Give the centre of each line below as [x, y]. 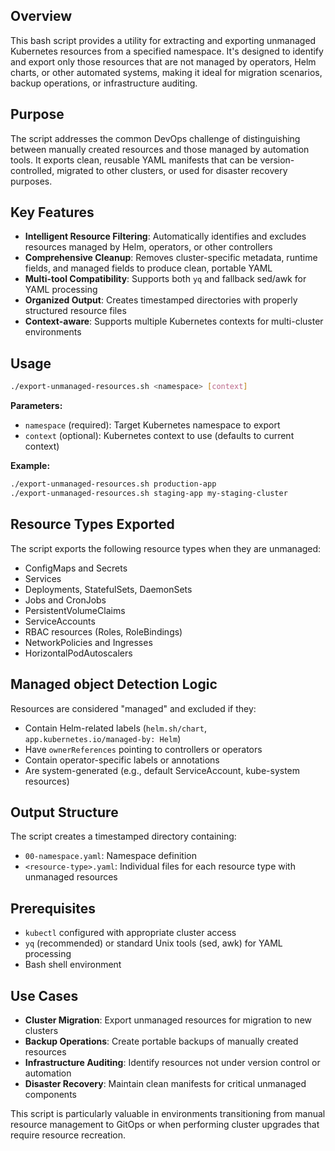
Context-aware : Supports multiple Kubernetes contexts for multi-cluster [174, 321]
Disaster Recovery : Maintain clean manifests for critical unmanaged [165, 1083]
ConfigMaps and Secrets [76, 568]
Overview [41, 16]
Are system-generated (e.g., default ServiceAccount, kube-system [162, 770]
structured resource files [75, 311]
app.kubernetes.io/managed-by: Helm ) [103, 738]
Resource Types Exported [92, 524]
